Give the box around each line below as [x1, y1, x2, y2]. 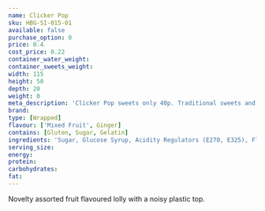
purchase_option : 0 [8, 33, 73, 42]
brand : [8, 107, 30, 115]
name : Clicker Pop [8, 11, 69, 20]
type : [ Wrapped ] [8, 114, 62, 122]
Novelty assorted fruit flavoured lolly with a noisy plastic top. [8, 194, 205, 203]
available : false [8, 26, 65, 34]
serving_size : [8, 143, 55, 151]
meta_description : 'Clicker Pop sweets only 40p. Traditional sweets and [8, 99, 256, 107]
